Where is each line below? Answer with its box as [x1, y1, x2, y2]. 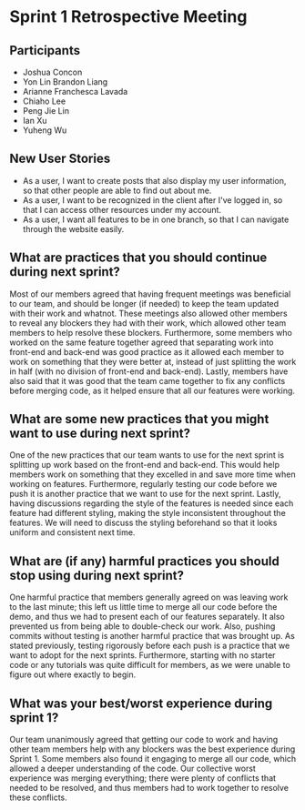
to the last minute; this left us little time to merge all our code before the [9, 602, 278, 613]
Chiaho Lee [22, 96, 66, 106]
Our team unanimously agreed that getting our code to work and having [9, 734, 279, 745]
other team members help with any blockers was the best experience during [9, 744, 296, 754]
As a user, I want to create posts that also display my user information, [22, 175, 287, 186]
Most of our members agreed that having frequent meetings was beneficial [9, 289, 291, 299]
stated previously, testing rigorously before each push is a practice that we [9, 640, 290, 652]
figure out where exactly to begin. [9, 669, 137, 680]
